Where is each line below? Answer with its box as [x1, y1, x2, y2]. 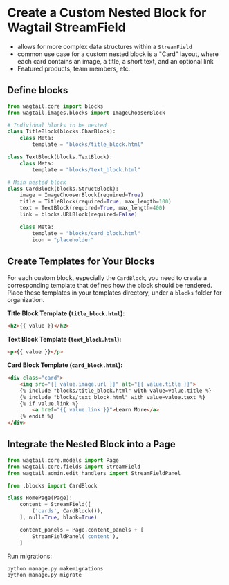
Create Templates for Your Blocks [7, 255, 155, 267]
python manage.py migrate [7, 571, 82, 578]
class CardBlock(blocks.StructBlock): [7, 185, 119, 192]
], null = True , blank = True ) [19, 514, 98, 521]
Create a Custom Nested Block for [7, 5, 207, 21]
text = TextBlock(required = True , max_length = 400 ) [19, 205, 166, 212]
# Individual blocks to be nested [7, 122, 107, 129]
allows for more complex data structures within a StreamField [17, 42, 192, 50]
